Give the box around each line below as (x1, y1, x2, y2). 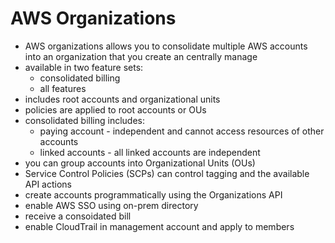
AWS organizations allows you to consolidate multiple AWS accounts (24, 40, 308, 52)
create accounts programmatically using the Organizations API (24, 188, 283, 201)
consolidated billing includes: (24, 114, 145, 126)
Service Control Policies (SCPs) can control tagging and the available (24, 167, 310, 179)
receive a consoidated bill (24, 210, 132, 222)
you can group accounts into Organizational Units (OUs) (24, 157, 256, 169)
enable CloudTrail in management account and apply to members (24, 220, 295, 232)
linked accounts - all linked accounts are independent (39, 146, 261, 158)
